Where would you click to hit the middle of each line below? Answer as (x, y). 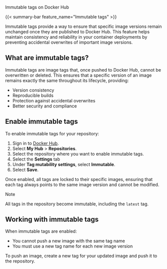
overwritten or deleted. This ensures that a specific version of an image (79, 75)
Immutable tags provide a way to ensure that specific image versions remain (83, 26)
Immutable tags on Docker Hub (37, 7)
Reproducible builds (33, 95)
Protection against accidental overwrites (54, 100)
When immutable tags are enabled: (41, 231)
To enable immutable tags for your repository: (52, 133)
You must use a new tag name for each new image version (73, 246)
